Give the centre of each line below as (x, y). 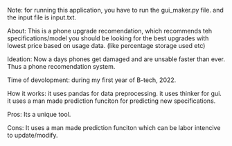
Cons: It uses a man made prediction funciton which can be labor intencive (114, 128)
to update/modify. (33, 135)
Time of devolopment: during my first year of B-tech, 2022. (92, 80)
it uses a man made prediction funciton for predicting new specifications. (111, 101)
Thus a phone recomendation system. (61, 66)
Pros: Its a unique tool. (39, 114)
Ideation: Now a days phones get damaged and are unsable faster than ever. (116, 59)
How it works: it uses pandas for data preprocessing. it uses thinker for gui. (114, 94)
